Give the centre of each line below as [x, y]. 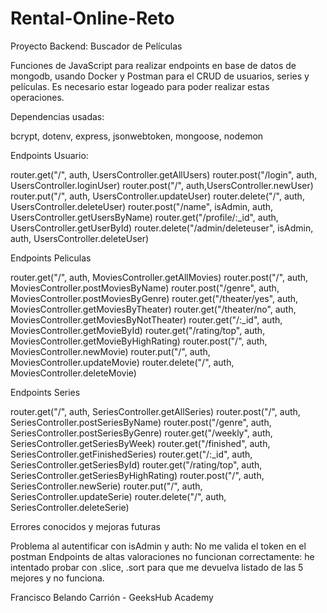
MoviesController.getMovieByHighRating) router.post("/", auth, [139, 341]
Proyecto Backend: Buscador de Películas [96, 46]
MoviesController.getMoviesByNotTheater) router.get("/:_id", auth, [146, 319]
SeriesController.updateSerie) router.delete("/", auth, [118, 496]
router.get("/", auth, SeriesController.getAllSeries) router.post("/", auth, [155, 411]
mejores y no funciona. [57, 578]
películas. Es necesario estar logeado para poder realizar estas [140, 86]
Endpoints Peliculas [51, 258]
